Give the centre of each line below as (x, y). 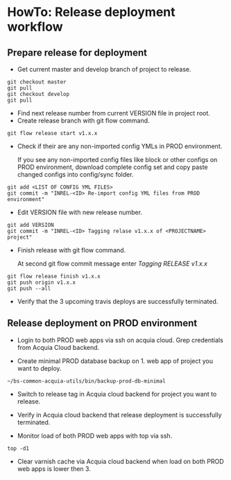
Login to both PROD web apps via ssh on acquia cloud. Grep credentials (120, 340)
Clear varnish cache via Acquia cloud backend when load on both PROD (120, 461)
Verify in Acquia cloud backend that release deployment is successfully (119, 415)
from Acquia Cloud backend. (58, 347)
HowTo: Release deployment (91, 12)
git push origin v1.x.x (42, 282)
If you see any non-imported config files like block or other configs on (117, 160)
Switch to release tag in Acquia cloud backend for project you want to (117, 394)
